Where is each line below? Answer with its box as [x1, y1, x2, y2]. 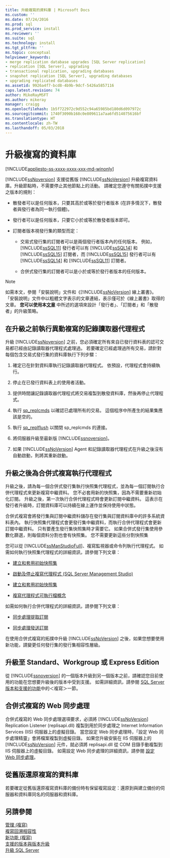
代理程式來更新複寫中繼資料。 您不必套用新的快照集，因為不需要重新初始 [9, 489, 162, 496]
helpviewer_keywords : [5, 54, 51, 60]
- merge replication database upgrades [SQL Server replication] [5, 59, 146, 64]
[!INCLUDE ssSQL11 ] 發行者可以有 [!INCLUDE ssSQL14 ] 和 [20, 245, 138, 251]
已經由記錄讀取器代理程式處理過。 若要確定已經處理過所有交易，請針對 [14, 345, 162, 351]
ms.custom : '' [5, 12, 35, 17]
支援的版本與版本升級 [5, 841, 50, 847]
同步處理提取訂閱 [12, 614, 49, 620]
